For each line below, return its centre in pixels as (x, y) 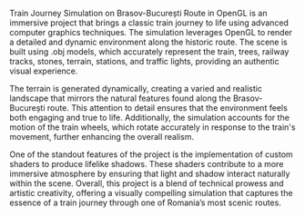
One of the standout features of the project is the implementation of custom (151, 154)
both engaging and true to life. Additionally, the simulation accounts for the (149, 118)
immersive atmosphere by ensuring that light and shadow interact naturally (150, 173)
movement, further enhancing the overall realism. (102, 137)
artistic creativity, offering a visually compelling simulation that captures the (151, 193)
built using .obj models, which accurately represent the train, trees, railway (149, 52)
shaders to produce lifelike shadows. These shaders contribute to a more (147, 164)
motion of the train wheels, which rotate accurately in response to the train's (152, 127)
